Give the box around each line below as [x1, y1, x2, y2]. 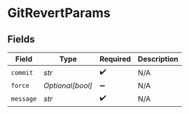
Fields [7, 33, 36, 45]
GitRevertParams [7, 5, 111, 21]
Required [99, 55, 131, 64]
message [11, 94, 37, 103]
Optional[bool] [44, 81, 93, 90]
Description [138, 55, 179, 64]
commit [11, 69, 34, 76]
